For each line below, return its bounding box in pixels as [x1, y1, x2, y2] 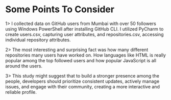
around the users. [5, 63, 42, 69]
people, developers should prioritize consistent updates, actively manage [5, 78, 160, 84]
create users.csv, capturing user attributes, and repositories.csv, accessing [5, 31, 164, 37]
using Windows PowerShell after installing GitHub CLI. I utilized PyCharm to [5, 26, 164, 32]
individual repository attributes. [5, 37, 71, 43]
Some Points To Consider [5, 4, 115, 15]
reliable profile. [5, 89, 37, 95]
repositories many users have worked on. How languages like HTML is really [5, 52, 166, 58]
